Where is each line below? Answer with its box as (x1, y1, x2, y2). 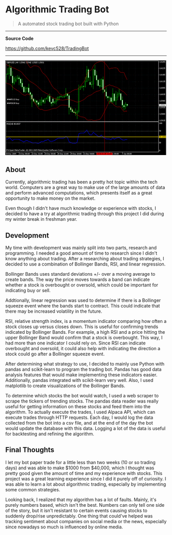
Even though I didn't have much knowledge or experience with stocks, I (5, 205, 156, 212)
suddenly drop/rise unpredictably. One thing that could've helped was (5, 512, 153, 519)
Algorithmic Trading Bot (5, 4, 109, 15)
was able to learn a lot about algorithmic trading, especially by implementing (5, 481, 166, 487)
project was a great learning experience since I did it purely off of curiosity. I (5, 475, 166, 482)
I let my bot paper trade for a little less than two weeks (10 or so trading (5, 459, 156, 465)
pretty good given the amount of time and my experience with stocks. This (5, 470, 163, 476)
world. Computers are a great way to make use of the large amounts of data (5, 184, 165, 190)
